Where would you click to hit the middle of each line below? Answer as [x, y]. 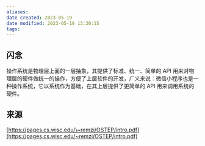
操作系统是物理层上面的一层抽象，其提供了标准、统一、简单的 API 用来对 [98, 71]
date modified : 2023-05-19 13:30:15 [53, 23]
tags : [13, 29]
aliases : [17, 12]
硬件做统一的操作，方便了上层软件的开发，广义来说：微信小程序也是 [108, 78]
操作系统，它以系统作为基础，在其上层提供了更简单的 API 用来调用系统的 [103, 86]
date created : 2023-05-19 [39, 18]
